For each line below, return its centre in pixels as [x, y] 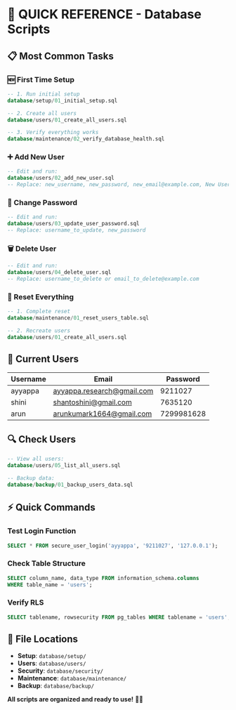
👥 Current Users [43, 359]
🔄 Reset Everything [41, 296]
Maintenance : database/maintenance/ [72, 678]
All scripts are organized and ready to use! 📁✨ [76, 699]
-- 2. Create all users [42, 113]
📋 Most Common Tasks [60, 56]
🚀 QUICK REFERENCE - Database [104, 14]
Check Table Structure [46, 563]
